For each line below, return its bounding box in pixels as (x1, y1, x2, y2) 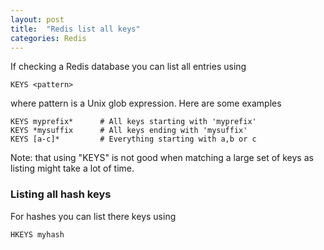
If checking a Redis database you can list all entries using (10, 61, 247, 73)
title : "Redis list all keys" (10, 24, 141, 34)
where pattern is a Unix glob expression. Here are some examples (10, 97, 282, 110)
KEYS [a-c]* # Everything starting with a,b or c (10, 134, 257, 145)
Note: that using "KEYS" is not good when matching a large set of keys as (10, 152, 314, 164)
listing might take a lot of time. (10, 162, 135, 175)
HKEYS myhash (10, 229, 65, 240)
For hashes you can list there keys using (10, 210, 177, 222)
